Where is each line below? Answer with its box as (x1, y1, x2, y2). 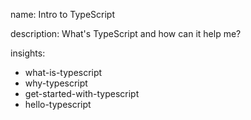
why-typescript (24, 77, 88, 89)
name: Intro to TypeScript (10, 9, 115, 20)
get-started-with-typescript (24, 88, 140, 99)
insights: (10, 47, 46, 59)
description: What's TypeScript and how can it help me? (10, 28, 242, 39)
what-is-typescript (24, 67, 103, 78)
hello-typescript (24, 99, 92, 110)
